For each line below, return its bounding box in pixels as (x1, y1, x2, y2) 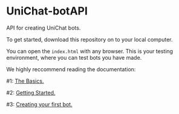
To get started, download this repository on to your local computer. (6, 36, 173, 43)
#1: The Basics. (6, 77, 44, 84)
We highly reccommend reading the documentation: (6, 65, 136, 73)
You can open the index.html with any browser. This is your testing (6, 47, 174, 55)
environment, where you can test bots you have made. (6, 54, 142, 61)
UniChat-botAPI (6, 4, 88, 18)
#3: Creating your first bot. (6, 101, 73, 108)
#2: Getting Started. (6, 89, 56, 96)
